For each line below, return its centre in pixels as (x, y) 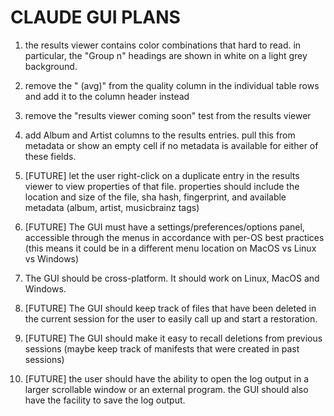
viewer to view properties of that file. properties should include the (162, 186)
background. (51, 66)
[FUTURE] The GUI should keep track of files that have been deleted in (170, 308)
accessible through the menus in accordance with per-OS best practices (174, 237)
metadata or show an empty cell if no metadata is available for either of (171, 145)
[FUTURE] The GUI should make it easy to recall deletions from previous (173, 338)
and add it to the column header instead (107, 96)
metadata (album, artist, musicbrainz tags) (112, 207)
